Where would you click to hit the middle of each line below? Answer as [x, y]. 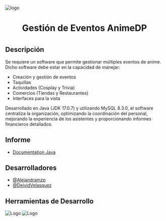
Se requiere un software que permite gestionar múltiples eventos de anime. [83, 62]
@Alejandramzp [29, 180]
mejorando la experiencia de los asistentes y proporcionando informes [78, 119]
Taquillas [22, 82]
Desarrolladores [31, 168]
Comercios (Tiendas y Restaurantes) [51, 93]
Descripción [25, 50]
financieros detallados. [29, 124]
